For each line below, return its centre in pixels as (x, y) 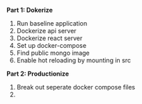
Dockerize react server (49, 38)
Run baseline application (52, 23)
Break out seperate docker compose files (76, 87)
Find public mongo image (53, 53)
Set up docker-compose (52, 45)
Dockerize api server (47, 31)
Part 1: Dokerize (30, 10)
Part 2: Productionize (38, 73)
